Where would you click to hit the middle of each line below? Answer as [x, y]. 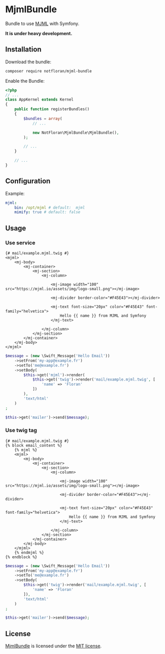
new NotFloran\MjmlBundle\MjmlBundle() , [76, 133]
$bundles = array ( [43, 118]
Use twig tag [21, 431]
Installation [23, 49]
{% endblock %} [21, 557]
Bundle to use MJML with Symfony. [42, 23]
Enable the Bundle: [25, 81]
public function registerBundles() [52, 109]
